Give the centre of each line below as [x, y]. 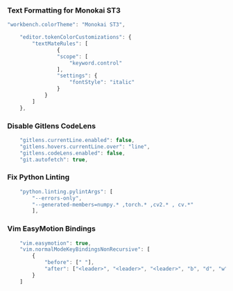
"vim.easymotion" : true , [55, 243]
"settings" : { [77, 76]
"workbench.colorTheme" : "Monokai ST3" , [67, 25]
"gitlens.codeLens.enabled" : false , [73, 153]
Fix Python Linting [38, 177]
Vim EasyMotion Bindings [51, 229]
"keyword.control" [96, 63]
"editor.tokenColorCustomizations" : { [76, 37]
